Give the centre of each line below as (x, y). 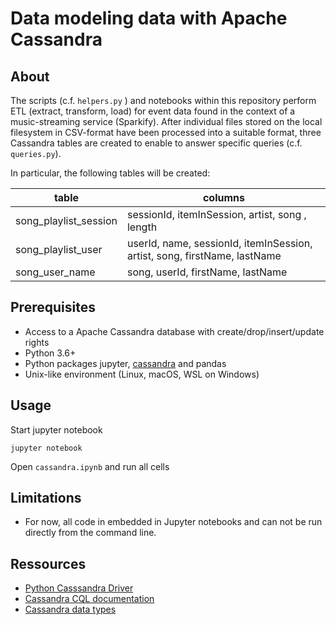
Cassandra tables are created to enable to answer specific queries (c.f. (156, 143)
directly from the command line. (90, 533)
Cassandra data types (70, 609)
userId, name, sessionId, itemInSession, (219, 243)
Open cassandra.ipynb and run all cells (90, 466)
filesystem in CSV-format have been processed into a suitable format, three (166, 132)
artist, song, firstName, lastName (204, 255)
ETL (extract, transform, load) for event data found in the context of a (153, 111)
